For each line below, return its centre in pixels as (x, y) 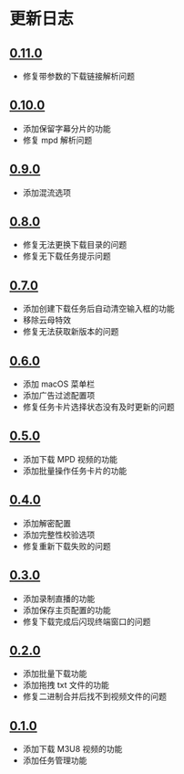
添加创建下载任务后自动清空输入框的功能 (98, 309)
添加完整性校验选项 (59, 535)
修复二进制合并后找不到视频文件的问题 (94, 696)
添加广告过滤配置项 (59, 396)
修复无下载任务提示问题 (66, 256)
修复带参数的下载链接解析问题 (78, 76)
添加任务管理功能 (55, 760)
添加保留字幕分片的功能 (66, 128)
